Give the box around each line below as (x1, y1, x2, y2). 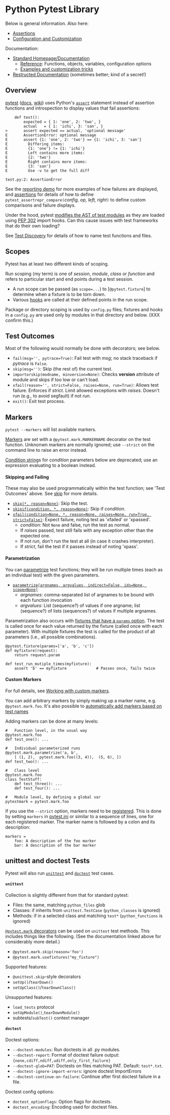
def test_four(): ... (14, 786, 60, 791)
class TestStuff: (5, 776, 42, 782)
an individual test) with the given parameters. (5, 572, 100, 578)
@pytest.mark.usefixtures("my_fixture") (12, 955, 99, 960)
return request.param (14, 652, 60, 658)
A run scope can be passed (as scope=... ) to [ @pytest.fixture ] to (12, 286, 151, 292)
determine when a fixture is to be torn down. (12, 291, 106, 297)
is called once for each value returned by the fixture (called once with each (5, 623, 162, 629)
